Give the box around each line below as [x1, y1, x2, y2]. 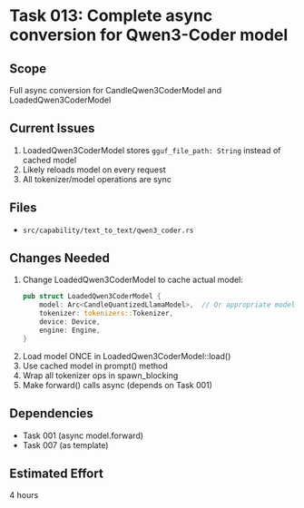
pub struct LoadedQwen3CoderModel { [22, 292, 162, 301]
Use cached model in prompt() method [22, 360, 168, 371]
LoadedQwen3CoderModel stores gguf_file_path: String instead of [22, 144, 281, 155]
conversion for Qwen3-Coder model [9, 24, 289, 45]
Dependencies [9, 405, 93, 422]
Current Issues [9, 121, 95, 136]
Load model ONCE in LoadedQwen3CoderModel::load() [22, 350, 231, 361]
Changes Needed [9, 250, 111, 266]
